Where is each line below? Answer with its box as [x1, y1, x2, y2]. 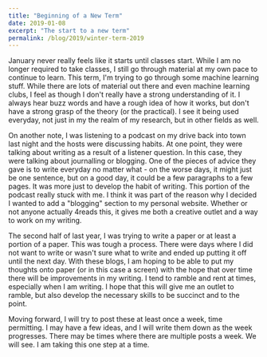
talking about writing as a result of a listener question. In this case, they [8, 148, 242, 157]
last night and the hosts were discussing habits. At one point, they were [8, 139, 243, 149]
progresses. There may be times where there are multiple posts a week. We [8, 331, 257, 341]
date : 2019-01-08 [8, 19, 66, 27]
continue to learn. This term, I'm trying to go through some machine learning [8, 73, 259, 82]
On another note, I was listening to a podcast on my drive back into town [8, 131, 246, 141]
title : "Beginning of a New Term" [8, 11, 124, 20]
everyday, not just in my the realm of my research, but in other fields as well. [8, 115, 259, 125]
